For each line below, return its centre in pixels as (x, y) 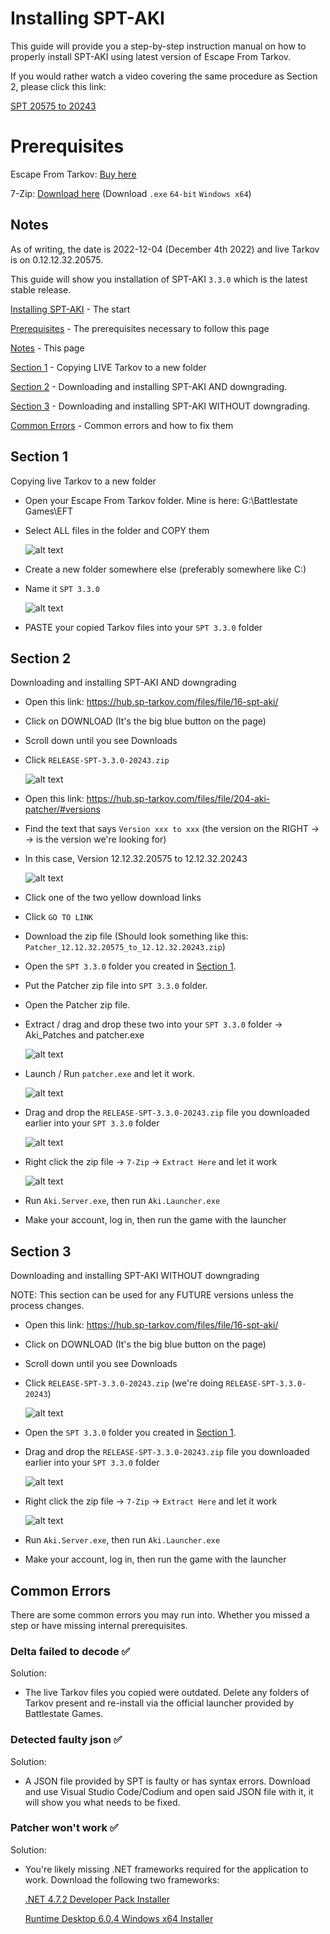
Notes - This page (47, 348)
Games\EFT (49, 511)
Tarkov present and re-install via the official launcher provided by (159, 1703)
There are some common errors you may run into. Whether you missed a (160, 1614)
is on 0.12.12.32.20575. (57, 259)
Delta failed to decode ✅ (70, 1651)
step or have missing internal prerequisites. (99, 1625)
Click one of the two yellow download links (113, 898)
